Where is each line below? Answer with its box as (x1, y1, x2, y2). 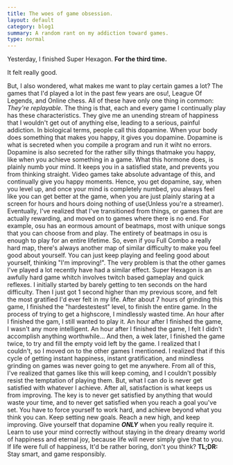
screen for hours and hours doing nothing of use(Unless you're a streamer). (7, 200, 224, 208)
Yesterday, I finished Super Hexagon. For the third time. (7, 55, 168, 63)
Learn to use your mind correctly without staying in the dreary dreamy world (7, 428, 225, 437)
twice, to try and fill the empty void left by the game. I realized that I (7, 340, 200, 348)
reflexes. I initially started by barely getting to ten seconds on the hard (7, 281, 207, 289)
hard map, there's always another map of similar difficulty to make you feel (7, 244, 221, 252)
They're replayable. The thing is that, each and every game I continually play (7, 104, 226, 112)
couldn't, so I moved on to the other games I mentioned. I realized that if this (7, 347, 225, 356)
